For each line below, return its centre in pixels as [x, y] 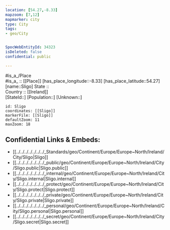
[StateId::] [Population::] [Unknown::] [44, 97]
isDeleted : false [24, 52]
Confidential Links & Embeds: [53, 140]
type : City [17, 24]
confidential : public [28, 56]
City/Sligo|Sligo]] [30, 157]
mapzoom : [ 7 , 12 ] [22, 15]
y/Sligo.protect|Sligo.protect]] [44, 190]
